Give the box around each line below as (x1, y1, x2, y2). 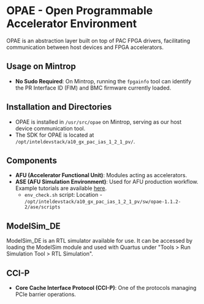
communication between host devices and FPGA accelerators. (6, 44, 164, 51)
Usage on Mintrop (6, 61, 77, 72)
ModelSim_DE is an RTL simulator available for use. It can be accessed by (6, 237, 193, 245)
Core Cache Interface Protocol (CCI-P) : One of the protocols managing (15, 284, 197, 291)
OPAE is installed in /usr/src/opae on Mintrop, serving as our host (15, 118, 182, 126)
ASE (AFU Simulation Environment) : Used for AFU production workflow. (15, 178, 198, 186)
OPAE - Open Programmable (6, 4, 153, 18)
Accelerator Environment (6, 17, 137, 31)
